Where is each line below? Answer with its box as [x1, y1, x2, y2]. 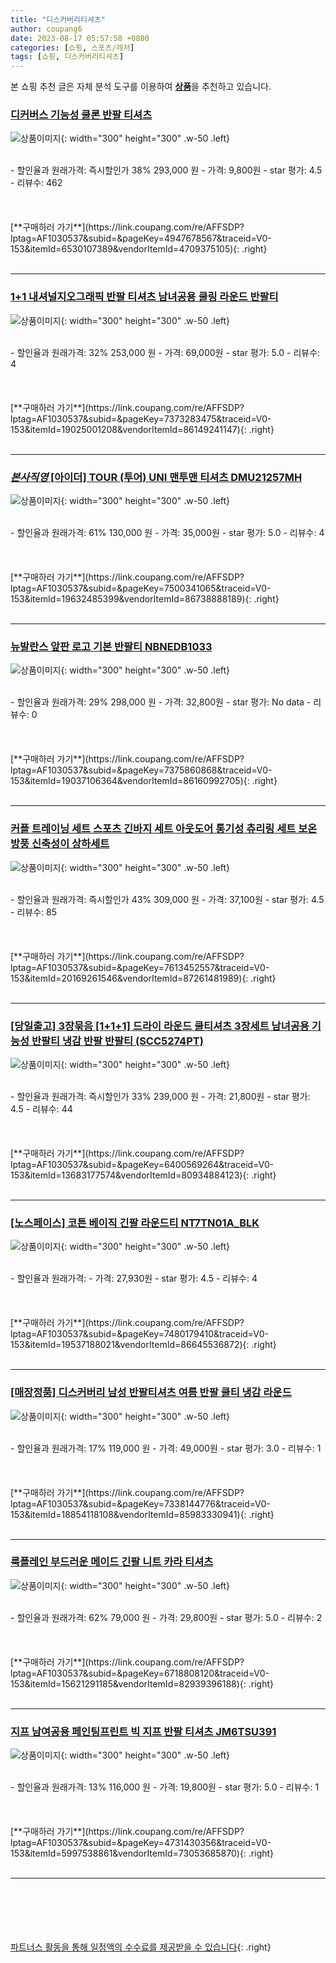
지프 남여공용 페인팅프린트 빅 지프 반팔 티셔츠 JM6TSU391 [10, 1724, 277, 1738]
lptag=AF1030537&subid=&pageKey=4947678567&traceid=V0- [10, 232, 272, 245]
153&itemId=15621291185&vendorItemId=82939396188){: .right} [10, 1677, 274, 1690]
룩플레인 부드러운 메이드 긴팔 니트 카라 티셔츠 [10, 1555, 214, 1569]
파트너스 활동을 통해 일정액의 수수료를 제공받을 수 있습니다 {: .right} [10, 1941, 272, 1953]
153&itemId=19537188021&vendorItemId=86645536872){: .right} [10, 1339, 277, 1351]
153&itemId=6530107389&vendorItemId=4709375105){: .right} [10, 243, 268, 255]
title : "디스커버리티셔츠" [10, 14, 106, 25]
